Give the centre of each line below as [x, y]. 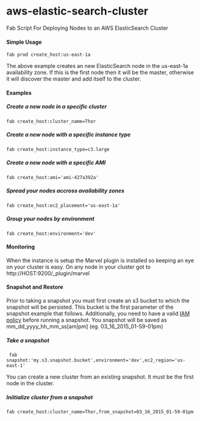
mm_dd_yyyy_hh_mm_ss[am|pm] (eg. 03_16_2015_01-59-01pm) [85, 326]
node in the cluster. [30, 383]
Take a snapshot [28, 340]
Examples [19, 93]
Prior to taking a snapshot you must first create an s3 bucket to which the [98, 300]
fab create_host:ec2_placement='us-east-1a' [63, 205]
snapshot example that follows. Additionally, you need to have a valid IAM [98, 313]
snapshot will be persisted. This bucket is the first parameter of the [90, 307]
